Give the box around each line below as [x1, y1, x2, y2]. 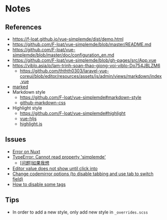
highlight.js [19, 121, 43, 127]
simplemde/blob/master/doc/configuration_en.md [12, 52, 114, 58]
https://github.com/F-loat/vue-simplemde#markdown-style [19, 94, 142, 100]
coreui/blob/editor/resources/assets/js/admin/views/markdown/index [19, 73, 162, 79]
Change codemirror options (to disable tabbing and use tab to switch [12, 171, 154, 177]
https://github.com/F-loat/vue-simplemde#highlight [19, 110, 126, 116]
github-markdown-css [19, 100, 66, 105]
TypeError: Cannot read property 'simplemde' [12, 154, 106, 160]
